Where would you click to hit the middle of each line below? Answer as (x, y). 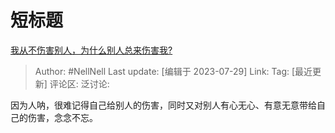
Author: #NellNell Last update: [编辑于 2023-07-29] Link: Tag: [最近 (173, 71)
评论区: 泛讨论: (79, 83)
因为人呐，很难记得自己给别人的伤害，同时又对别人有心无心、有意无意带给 (163, 105)
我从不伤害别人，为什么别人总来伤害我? (91, 50)
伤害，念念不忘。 (62, 117)
